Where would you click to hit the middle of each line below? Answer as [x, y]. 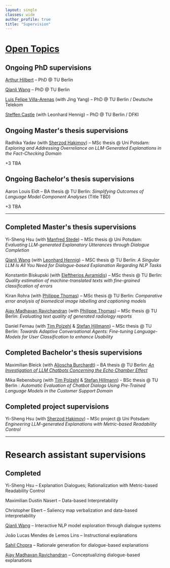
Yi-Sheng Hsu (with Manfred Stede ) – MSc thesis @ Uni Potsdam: [74, 239]
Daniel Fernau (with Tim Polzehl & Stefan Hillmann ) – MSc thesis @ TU [78, 326]
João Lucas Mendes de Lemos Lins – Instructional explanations [71, 535]
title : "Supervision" [28, 24]
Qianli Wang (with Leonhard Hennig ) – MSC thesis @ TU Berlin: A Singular [82, 260]
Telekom [14, 105]
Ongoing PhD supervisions [49, 68]
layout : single [21, 10]
